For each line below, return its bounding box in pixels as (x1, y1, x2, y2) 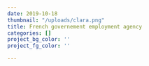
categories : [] (7, 29, 52, 37)
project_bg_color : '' (7, 36, 71, 43)
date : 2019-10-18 (7, 10, 58, 17)
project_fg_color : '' (7, 42, 71, 49)
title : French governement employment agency (7, 23, 142, 30)
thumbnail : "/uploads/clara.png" (7, 17, 105, 24)
